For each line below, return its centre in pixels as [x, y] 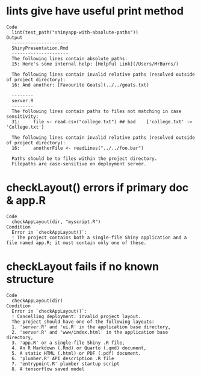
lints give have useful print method [95, 11]
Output [14, 37]
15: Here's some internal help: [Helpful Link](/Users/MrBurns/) [95, 64]
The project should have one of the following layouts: [83, 322]
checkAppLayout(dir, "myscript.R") [56, 222]
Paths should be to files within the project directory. [85, 158]
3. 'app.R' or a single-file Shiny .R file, [68, 343]
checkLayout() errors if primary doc [97, 188]
